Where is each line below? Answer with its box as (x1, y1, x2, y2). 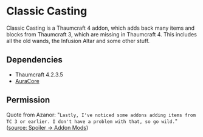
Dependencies (6, 55, 63, 65)
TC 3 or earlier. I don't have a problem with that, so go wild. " (6, 117, 178, 125)
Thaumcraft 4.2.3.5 (15, 71, 64, 78)
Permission (6, 95, 50, 105)
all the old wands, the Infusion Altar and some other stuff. (6, 37, 150, 44)
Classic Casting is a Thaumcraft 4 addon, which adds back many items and (6, 24, 195, 32)
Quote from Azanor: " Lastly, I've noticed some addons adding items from (6, 111, 196, 118)
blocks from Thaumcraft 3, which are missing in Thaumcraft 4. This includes (6, 30, 198, 38)
